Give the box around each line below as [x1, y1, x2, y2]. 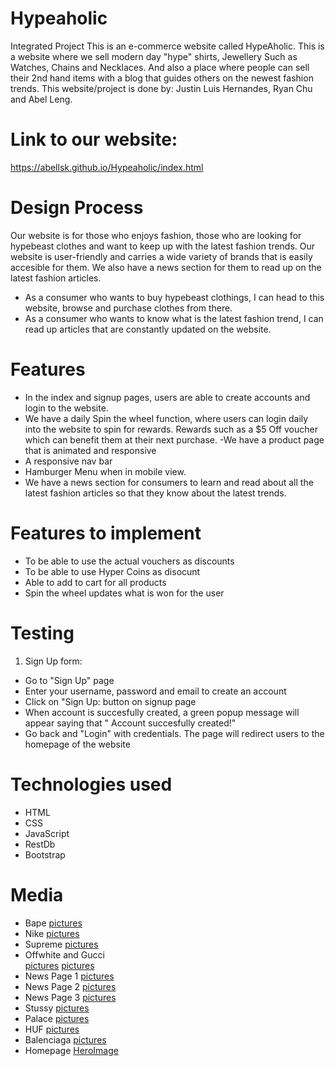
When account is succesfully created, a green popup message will [24, 706, 300, 718]
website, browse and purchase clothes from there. [24, 302, 233, 314]
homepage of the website [24, 738, 131, 750]
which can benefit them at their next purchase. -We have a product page [24, 433, 325, 446]
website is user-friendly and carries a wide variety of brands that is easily [10, 250, 313, 262]
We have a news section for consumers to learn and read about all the [24, 476, 314, 488]
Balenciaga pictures [24, 1033, 107, 1046]
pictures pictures [24, 959, 95, 971]
